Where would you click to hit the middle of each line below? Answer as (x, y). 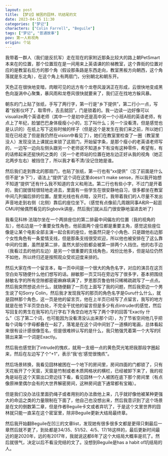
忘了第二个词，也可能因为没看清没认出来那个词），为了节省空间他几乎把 (89, 318)
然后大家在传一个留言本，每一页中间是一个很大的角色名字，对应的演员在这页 (84, 268)
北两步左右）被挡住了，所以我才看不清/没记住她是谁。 (61, 160)
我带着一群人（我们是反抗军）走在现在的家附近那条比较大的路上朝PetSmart (82, 57)
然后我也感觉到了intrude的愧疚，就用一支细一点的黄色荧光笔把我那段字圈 (80, 348)
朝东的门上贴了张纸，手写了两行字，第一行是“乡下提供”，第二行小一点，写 (82, 104)
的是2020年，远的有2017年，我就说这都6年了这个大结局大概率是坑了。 (82, 436)
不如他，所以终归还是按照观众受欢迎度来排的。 (53, 257)
